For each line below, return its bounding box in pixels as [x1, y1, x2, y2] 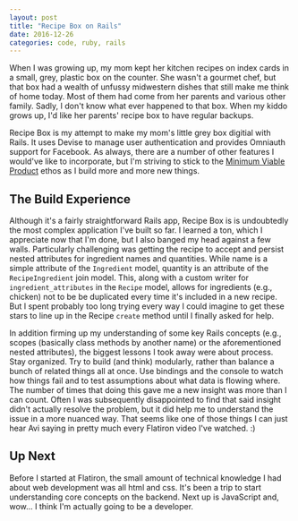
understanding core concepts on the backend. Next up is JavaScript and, [9, 491, 279, 502]
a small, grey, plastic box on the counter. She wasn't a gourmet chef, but [9, 73, 277, 83]
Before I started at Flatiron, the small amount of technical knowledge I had [9, 472, 282, 483]
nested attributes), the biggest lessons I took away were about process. [9, 346, 274, 358]
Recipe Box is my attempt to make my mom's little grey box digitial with [9, 127, 271, 139]
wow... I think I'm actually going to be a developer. [9, 500, 194, 511]
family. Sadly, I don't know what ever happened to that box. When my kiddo [9, 100, 288, 112]
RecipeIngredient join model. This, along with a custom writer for [9, 272, 249, 283]
